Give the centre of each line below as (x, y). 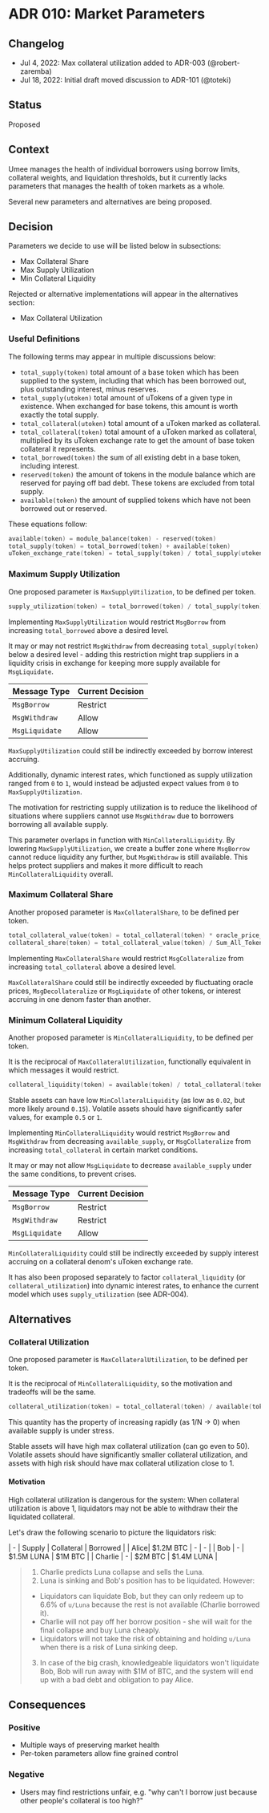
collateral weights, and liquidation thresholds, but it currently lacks (118, 177)
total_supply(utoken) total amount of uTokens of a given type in (126, 397)
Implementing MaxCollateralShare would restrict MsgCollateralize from (126, 958)
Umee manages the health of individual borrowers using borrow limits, (124, 168)
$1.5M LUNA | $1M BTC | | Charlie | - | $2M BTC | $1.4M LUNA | (113, 1556)
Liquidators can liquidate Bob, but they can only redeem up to (142, 1596)
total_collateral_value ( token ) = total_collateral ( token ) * (111, 935)
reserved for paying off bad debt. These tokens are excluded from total (137, 483)
